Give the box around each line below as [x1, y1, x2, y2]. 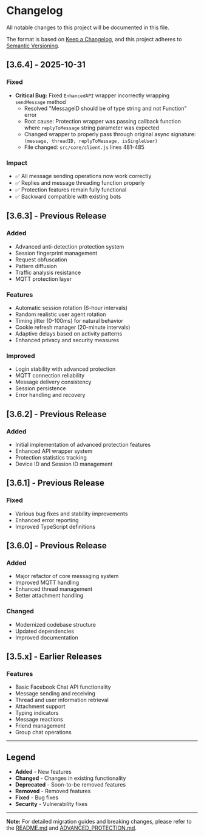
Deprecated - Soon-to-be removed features [15, 781, 126, 788]
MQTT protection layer [15, 275, 72, 283]
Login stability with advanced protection [15, 365, 116, 373]
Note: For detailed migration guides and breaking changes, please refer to [6, 818, 192, 825]
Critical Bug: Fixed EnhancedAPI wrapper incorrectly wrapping [15, 92, 170, 99]
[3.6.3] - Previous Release [6, 211, 107, 221]
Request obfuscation [15, 256, 68, 263]
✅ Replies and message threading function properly [15, 179, 145, 186]
